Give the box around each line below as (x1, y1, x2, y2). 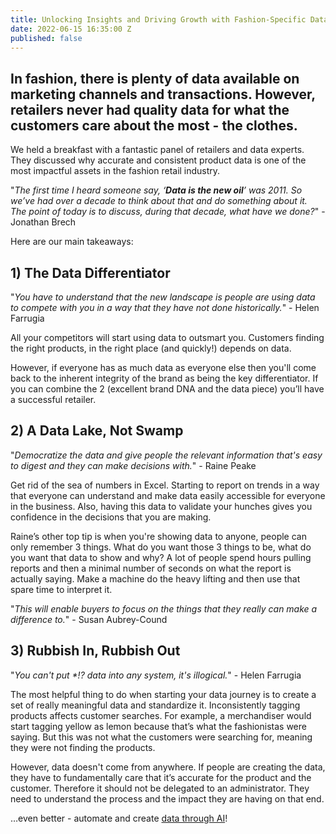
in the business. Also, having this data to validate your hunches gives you (10, 500, 313, 512)
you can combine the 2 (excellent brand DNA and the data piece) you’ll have (10, 383, 325, 395)
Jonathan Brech (10, 216, 77, 228)
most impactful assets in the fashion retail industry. (10, 165, 221, 177)
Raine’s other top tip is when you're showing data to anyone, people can (10, 530, 307, 542)
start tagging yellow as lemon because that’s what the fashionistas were (10, 720, 307, 732)
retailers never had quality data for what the (10, 101, 290, 118)
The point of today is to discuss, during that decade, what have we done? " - (10, 206, 326, 218)
